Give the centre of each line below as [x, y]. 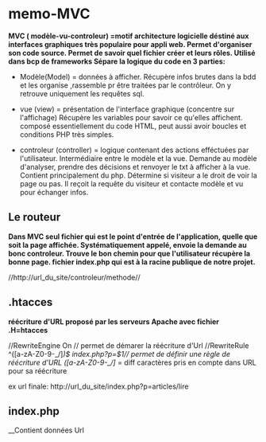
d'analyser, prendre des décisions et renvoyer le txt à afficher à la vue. [135, 166]
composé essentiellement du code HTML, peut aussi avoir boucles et [133, 126]
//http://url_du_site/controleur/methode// [74, 277]
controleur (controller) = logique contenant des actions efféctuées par [134, 150]
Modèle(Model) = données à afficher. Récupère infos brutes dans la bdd [138, 76]
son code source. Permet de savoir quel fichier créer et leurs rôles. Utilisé [132, 53]
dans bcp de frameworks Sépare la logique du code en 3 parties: [117, 61]
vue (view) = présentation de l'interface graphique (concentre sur [127, 109]
